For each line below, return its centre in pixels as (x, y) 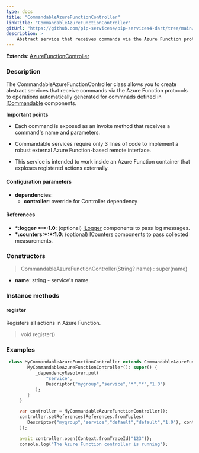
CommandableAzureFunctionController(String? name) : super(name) (104, 269)
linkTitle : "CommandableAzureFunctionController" (69, 23)
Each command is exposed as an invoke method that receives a (92, 126)
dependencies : (33, 195)
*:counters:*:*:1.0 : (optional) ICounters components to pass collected (101, 234)
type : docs (20, 12)
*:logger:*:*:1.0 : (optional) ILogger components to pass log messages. (102, 228)
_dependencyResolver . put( (67, 373)
